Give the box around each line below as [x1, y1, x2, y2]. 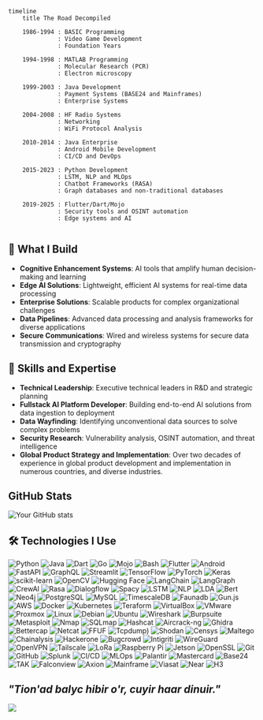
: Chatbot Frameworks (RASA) [57, 180, 154, 188]
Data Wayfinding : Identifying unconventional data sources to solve [19, 416, 238, 426]
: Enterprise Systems [57, 97, 128, 105]
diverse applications [19, 322, 86, 331]
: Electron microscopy [57, 69, 132, 77]
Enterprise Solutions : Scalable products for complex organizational [19, 297, 239, 307]
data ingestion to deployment [19, 408, 115, 417]
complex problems [19, 424, 80, 434]
